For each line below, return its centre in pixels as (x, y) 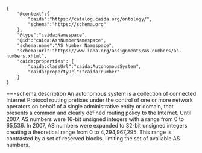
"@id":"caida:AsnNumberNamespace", (62, 40)
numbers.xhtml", (27, 56)
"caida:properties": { (46, 61)
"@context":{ (33, 14)
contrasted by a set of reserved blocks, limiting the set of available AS (93, 138)
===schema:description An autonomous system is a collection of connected (101, 94)
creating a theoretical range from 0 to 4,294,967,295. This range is (89, 132)
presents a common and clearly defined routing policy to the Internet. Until (99, 113)
